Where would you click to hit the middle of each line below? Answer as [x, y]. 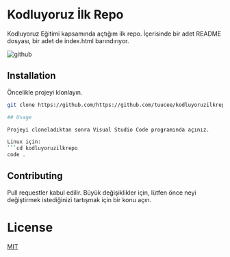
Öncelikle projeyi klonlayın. [45, 92]
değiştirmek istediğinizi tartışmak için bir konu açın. [79, 199]
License [30, 228]
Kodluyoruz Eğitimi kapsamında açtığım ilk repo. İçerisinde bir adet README [114, 34]
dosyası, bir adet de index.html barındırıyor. [68, 40]
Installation [31, 76]
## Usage [20, 117]
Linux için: [24, 142]
